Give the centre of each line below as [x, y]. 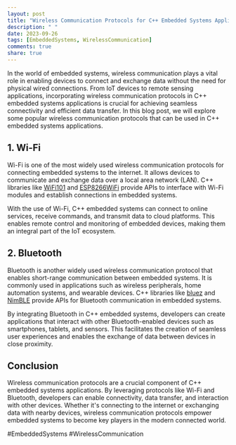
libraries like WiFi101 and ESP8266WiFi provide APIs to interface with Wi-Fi [116, 187]
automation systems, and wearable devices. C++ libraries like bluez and [111, 293]
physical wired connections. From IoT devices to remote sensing [100, 88]
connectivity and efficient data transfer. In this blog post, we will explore [112, 111]
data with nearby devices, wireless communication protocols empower [110, 413]
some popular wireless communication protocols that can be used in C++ [113, 118]
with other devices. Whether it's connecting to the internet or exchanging [113, 406]
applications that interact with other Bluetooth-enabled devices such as [111, 321]
